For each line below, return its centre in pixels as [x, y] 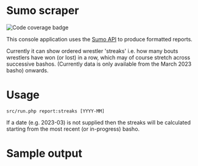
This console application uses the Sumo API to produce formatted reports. [100, 39]
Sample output [44, 154]
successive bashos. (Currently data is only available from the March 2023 [99, 64]
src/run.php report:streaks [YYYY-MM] [55, 111]
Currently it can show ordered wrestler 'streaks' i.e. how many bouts [92, 51]
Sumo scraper [43, 11]
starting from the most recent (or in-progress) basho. [73, 129]
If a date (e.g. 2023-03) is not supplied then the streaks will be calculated [98, 122]
